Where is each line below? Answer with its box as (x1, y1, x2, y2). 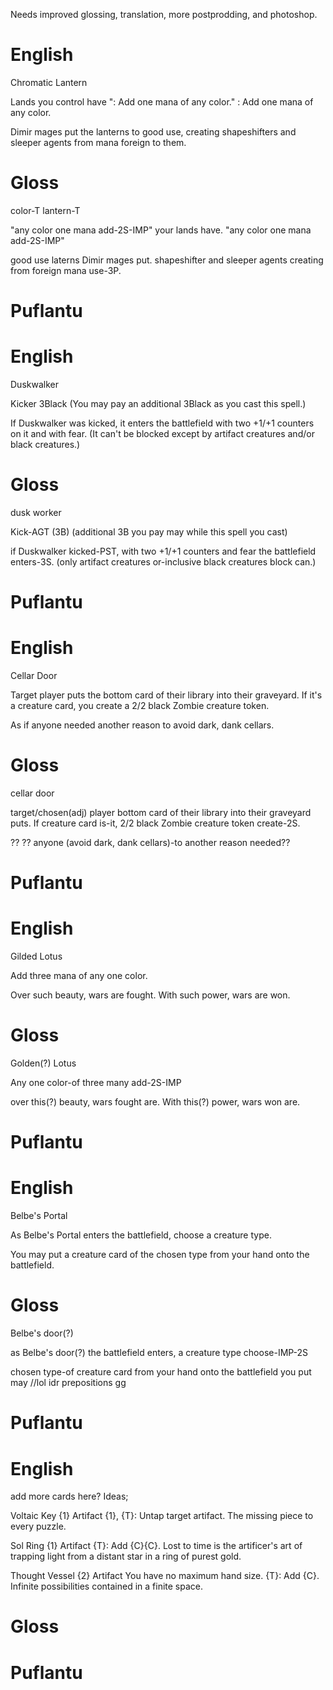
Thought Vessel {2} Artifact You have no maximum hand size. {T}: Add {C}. (10, 1570, 320, 1582)
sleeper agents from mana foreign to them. (10, 136, 187, 148)
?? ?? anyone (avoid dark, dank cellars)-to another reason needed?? (10, 837, 291, 848)
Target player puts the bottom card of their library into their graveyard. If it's (10, 689, 323, 701)
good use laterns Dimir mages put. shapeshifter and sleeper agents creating (10, 254, 324, 266)
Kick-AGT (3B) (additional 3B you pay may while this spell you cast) (10, 525, 288, 538)
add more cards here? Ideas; (10, 1490, 129, 1503)
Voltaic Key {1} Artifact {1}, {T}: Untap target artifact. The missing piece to (10, 1510, 314, 1522)
